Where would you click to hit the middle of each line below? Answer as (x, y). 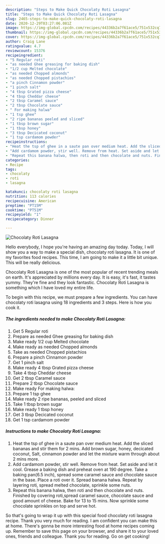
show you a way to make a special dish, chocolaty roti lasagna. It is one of (80, 252)
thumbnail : (17, 32)
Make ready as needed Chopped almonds (55, 347)
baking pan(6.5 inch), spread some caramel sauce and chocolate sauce (85, 474)
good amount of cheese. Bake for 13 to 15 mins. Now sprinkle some (81, 500)
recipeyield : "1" (23, 215)
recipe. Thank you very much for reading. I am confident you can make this (81, 520)
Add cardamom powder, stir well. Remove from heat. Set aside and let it (85, 464)
